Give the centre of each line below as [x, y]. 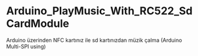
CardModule [38, 24]
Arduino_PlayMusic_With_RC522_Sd [99, 11]
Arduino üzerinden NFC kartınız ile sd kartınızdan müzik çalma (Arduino [94, 40]
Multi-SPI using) [26, 46]
